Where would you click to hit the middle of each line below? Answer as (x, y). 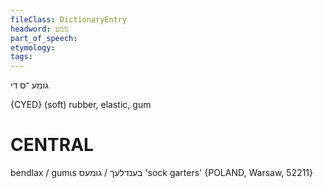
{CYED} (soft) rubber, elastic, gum (81, 105)
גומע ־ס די (29, 85)
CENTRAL (52, 145)
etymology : (33, 47)
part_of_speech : (44, 38)
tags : (21, 57)
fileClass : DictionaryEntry (69, 19)
